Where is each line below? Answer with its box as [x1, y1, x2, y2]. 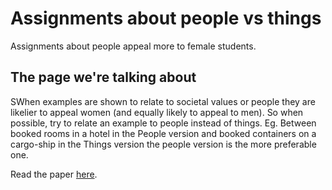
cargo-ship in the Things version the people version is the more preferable [10, 138, 317, 150]
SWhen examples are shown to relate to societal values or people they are [10, 95, 316, 107]
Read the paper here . [10, 168, 98, 180]
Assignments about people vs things [10, 7, 322, 30]
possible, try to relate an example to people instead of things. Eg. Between [10, 117, 317, 129]
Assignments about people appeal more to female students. [10, 40, 257, 52]
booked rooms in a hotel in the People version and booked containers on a [10, 127, 317, 139]
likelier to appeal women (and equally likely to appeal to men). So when [10, 106, 304, 118]
